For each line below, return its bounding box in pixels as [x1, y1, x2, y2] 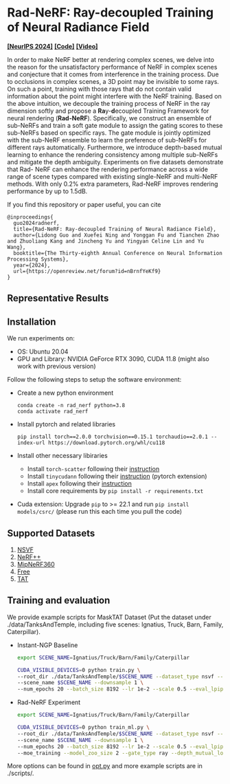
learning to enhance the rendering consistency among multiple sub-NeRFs [7, 150, 218, 159]
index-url [16, 439, 46, 446]
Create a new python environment [16, 389, 114, 397]
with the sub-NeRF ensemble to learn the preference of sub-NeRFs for [7, 135, 207, 144]
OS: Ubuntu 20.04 [16, 347, 69, 356]
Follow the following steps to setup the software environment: [7, 375, 182, 384]
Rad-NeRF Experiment [16, 698, 81, 706]
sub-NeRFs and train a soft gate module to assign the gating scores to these [7, 121, 223, 129]
